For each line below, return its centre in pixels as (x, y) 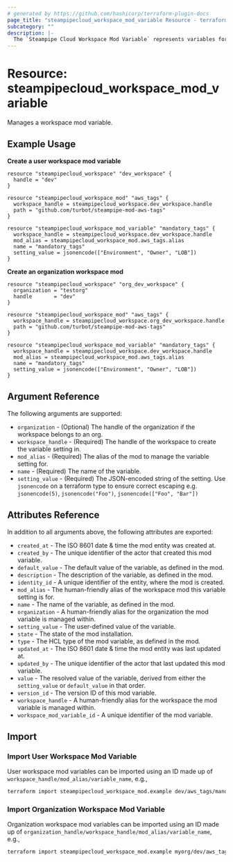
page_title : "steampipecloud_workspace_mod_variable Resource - (102, 20)
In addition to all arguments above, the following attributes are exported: (110, 532)
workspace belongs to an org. (60, 434)
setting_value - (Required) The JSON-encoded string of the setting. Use (121, 478)
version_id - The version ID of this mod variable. (87, 693)
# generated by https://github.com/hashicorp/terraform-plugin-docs (108, 14)
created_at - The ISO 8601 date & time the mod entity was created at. (116, 545)
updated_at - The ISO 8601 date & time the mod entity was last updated (119, 648)
